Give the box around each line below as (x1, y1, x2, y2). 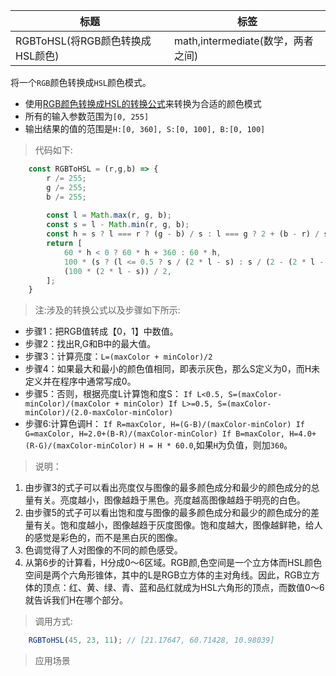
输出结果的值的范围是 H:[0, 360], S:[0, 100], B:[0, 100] (24, 123, 266, 134)
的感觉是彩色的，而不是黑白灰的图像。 (24, 532, 183, 544)
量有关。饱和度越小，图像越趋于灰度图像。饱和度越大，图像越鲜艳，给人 (24, 519, 323, 531)
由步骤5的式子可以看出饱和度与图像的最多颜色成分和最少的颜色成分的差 (24, 507, 320, 519)
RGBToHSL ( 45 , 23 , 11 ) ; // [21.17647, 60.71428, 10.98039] (28, 635, 275, 646)
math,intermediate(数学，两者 (174, 34, 314, 48)
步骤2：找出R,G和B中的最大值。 (24, 338, 157, 350)
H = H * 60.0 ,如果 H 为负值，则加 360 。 (139, 439, 293, 451)
